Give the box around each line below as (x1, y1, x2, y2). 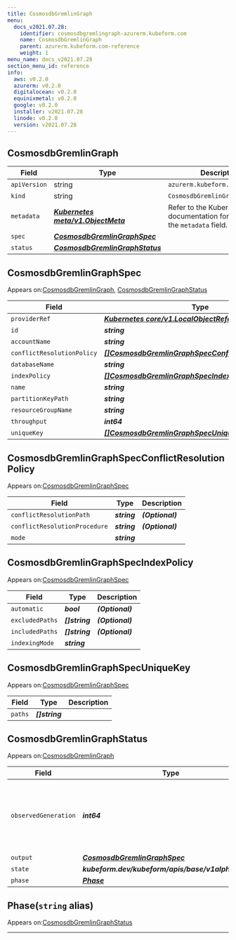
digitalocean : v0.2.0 (13, 88, 77, 95)
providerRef (11, 315, 51, 323)
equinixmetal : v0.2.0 (13, 95, 77, 102)
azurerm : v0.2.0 (13, 82, 61, 89)
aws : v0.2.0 (13, 75, 49, 83)
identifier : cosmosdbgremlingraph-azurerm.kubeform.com (20, 29, 188, 37)
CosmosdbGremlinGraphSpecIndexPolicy (7, 557, 194, 569)
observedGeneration (11, 812, 76, 820)
